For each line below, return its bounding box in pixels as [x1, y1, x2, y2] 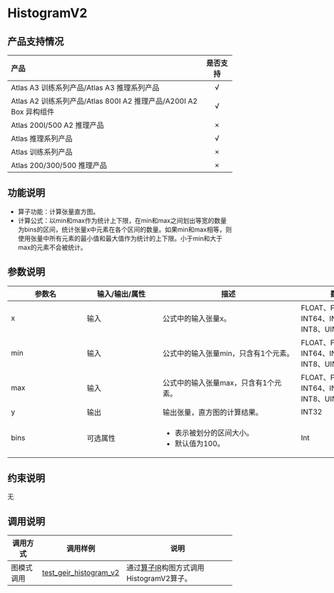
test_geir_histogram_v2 [41, 568, 120, 578]
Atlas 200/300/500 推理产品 [11, 161, 107, 170]
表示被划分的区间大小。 [174, 427, 254, 437]
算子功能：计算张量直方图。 [17, 207, 100, 216]
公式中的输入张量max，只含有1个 [163, 377, 275, 387]
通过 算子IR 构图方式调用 [126, 563, 205, 573]
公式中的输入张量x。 [163, 313, 231, 323]
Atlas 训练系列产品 [11, 147, 73, 156]
